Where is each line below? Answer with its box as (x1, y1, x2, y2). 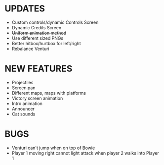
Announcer (11, 106, 35, 111)
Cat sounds (11, 111, 36, 117)
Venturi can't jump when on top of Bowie (11, 145, 95, 151)
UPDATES (4, 3, 45, 14)
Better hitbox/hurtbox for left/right (11, 40, 81, 46)
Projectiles (11, 79, 34, 85)
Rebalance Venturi (11, 46, 49, 52)
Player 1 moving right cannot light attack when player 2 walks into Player (11, 150, 159, 156)
